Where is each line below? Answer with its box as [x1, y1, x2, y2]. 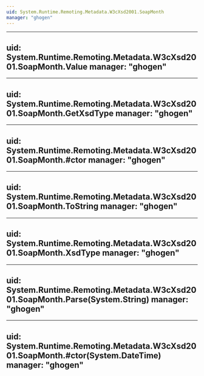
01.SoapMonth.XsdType [6, 248, 101, 258]
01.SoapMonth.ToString [6, 201, 99, 212]
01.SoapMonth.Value [6, 61, 88, 72]
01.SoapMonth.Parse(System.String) [6, 294, 150, 304]
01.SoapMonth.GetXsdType [6, 108, 114, 118]
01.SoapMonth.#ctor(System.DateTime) [6, 350, 161, 361]
